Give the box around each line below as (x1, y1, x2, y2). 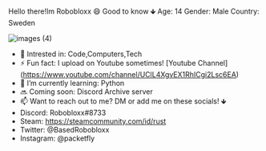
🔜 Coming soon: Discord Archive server (19, 87, 154, 96)
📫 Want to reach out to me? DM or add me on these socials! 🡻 (19, 96, 227, 106)
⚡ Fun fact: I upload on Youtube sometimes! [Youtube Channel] (19, 59, 228, 67)
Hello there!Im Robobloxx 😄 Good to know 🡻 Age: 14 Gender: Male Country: (8, 6, 260, 16)
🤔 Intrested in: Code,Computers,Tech (19, 49, 143, 59)
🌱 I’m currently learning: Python (19, 79, 125, 88)
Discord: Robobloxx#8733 (19, 108, 107, 117)
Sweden (8, 18, 36, 27)
